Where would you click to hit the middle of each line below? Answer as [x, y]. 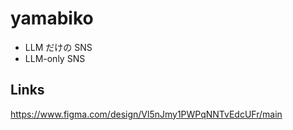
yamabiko [52, 18]
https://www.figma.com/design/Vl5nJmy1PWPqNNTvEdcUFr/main [146, 114]
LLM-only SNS [55, 58]
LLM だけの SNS [58, 47]
